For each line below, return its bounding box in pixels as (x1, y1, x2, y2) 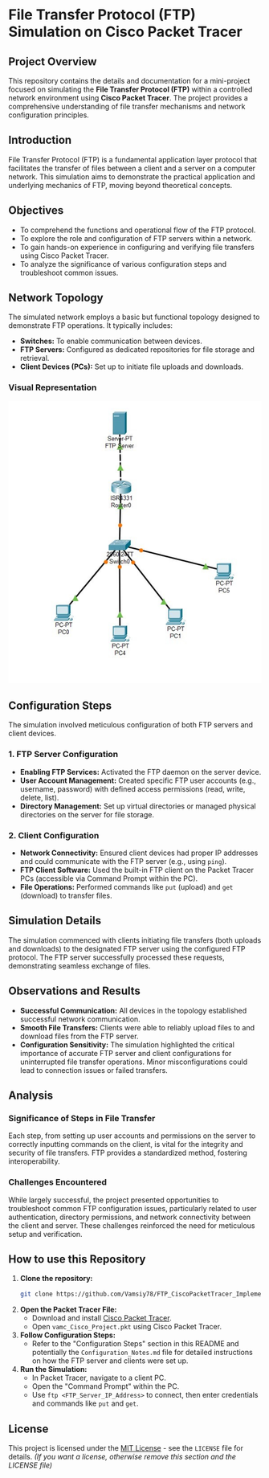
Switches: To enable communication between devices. (19, 336, 203, 346)
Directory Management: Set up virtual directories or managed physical (19, 801, 256, 811)
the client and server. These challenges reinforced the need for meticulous (8, 1220, 255, 1230)
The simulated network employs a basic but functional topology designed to (8, 312, 260, 322)
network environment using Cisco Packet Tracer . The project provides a (8, 93, 249, 102)
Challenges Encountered (8, 1177, 107, 1188)
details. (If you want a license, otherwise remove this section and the (8, 1452, 237, 1462)
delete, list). (19, 792, 59, 802)
